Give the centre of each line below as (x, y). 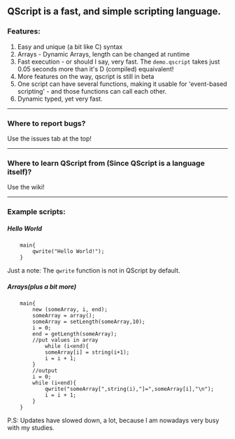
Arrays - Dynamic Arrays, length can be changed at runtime (104, 54)
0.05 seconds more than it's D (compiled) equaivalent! (95, 69)
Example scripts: (36, 212)
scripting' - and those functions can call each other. (92, 91)
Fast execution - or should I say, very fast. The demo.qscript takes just (119, 62)
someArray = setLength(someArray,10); (89, 322)
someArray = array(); (64, 316)
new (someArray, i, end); (70, 310)
